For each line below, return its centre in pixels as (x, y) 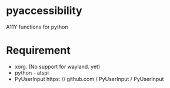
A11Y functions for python (37, 27)
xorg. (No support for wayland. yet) (57, 66)
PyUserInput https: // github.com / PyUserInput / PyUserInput (89, 79)
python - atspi (31, 73)
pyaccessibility (44, 11)
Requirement (38, 50)
